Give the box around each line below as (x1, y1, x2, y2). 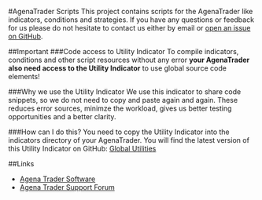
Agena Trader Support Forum (19, 183, 116, 191)
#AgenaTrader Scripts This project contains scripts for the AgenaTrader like (8, 7, 253, 16)
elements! (8, 72, 41, 81)
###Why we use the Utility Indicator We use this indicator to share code (8, 87, 242, 96)
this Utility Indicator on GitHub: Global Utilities (8, 144, 157, 153)
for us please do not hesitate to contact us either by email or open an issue (8, 24, 251, 32)
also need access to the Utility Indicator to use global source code (8, 64, 227, 73)
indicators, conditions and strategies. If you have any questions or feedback (8, 15, 254, 24)
